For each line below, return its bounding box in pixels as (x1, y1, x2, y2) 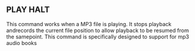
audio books (6, 39, 37, 46)
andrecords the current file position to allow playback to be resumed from (6, 27, 190, 34)
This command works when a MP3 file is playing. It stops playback (6, 20, 172, 27)
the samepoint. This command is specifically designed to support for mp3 (6, 33, 190, 40)
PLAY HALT (6, 5, 50, 15)
